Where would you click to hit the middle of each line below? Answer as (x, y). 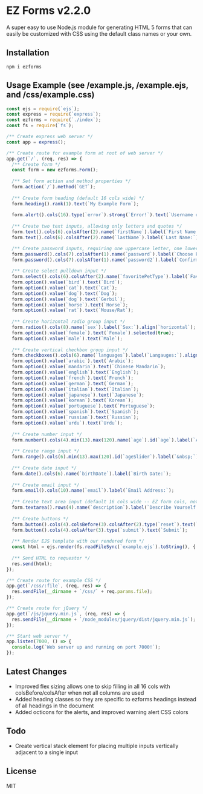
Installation (28, 53)
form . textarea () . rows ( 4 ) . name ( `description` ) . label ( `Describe (92, 508)
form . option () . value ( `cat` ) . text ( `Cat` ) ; (65, 288)
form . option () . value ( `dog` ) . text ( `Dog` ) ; (65, 293)
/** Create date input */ (44, 468)
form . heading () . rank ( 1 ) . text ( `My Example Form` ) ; (75, 203)
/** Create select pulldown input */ (59, 271)
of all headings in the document (54, 706)
